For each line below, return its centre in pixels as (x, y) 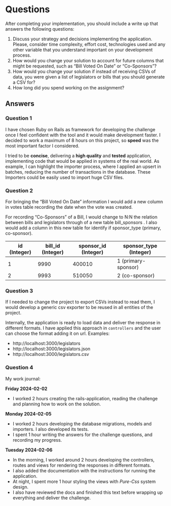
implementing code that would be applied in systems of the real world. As (82, 161)
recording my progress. (37, 440)
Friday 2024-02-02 (26, 389)
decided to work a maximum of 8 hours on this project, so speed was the (82, 140)
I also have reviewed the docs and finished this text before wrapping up (88, 492)
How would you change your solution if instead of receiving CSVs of (84, 71)
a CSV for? (24, 82)
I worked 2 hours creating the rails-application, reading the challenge (85, 398)
